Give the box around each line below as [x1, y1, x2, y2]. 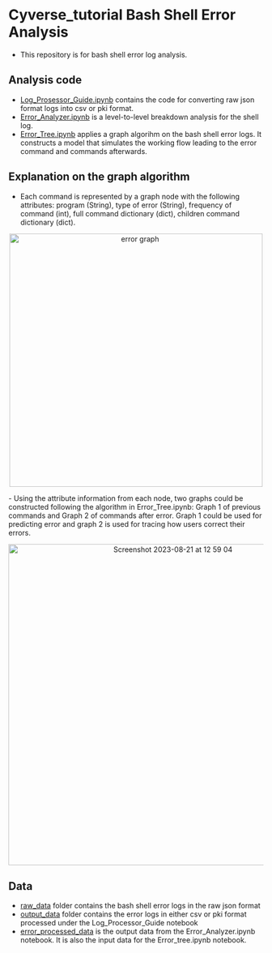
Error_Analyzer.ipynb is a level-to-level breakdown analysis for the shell [19, 112, 259, 122]
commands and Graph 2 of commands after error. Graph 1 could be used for [8, 511, 262, 520]
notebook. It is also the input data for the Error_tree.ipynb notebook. [19, 935, 247, 945]
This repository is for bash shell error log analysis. [19, 49, 188, 59]
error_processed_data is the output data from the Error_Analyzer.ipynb [19, 926, 256, 937]
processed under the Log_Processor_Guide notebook [19, 918, 198, 928]
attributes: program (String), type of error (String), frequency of [19, 200, 232, 210]
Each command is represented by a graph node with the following [19, 191, 240, 201]
